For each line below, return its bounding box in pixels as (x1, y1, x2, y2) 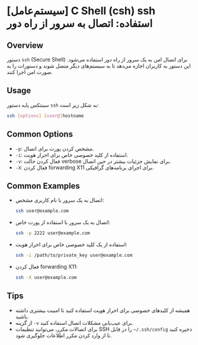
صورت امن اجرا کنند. (7, 69, 53, 75)
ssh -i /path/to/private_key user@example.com (15, 253, 133, 259)
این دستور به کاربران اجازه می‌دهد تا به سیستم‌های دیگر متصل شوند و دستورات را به (7, 62, 191, 69)
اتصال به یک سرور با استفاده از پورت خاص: (15, 219, 111, 226)
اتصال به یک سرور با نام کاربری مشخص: (15, 196, 104, 204)
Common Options (7, 129, 74, 140)
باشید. (15, 312, 29, 320)
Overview (7, 40, 44, 50)
